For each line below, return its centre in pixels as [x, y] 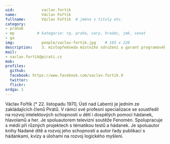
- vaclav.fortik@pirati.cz [34, 57]
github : [18, 71]
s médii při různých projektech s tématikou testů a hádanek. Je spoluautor [82, 125]
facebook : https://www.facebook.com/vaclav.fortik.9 [67, 76]
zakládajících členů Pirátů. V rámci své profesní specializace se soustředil [82, 109]
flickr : [18, 85]
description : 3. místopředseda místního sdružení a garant [72, 47]
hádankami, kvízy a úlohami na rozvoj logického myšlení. [64, 136]
